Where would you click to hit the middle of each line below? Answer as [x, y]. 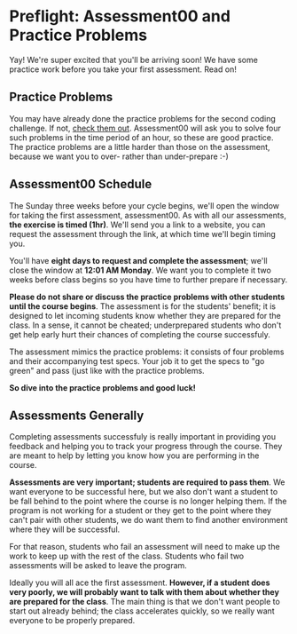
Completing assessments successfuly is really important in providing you [143, 437]
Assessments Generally [77, 415]
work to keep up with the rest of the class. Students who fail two [127, 556]
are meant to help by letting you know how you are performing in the [134, 456]
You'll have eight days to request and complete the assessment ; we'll [138, 260]
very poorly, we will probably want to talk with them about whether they [144, 592]
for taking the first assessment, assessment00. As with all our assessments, [148, 215]
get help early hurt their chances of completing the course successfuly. [140, 334]
